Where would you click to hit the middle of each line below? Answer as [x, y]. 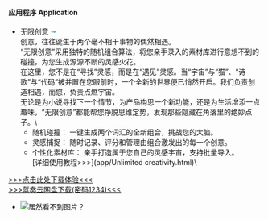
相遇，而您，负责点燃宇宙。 [73, 92]
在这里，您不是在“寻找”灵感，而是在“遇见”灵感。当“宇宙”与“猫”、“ [129, 72]
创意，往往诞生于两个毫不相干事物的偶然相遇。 [97, 42]
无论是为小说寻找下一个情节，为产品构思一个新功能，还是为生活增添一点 [140, 102]
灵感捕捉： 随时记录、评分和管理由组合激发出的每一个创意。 [132, 143]
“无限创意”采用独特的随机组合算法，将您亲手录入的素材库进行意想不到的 [140, 52]
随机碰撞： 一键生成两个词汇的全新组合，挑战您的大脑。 [125, 132]
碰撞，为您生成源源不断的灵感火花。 [80, 62]
